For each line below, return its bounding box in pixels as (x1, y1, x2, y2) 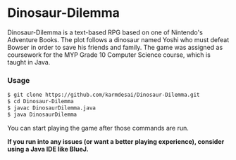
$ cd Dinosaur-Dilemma (7, 98, 74, 105)
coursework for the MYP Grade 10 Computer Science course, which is (7, 51, 211, 59)
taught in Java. (7, 58, 51, 66)
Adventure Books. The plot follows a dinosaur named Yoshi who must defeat (7, 35, 230, 44)
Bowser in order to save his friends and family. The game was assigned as (7, 43, 223, 51)
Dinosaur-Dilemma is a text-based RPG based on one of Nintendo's (7, 28, 203, 36)
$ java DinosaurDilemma (7, 111, 77, 118)
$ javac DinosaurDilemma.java (7, 104, 97, 112)
